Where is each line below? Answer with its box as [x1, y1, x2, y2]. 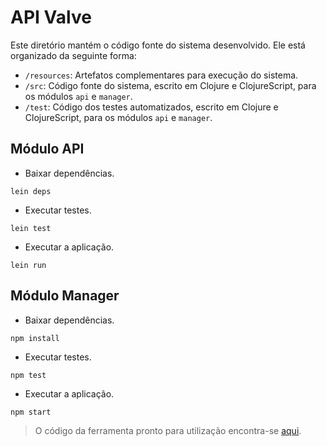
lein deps [10, 186, 52, 196]
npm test [10, 370, 47, 380]
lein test [10, 223, 52, 233]
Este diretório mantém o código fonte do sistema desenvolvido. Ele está [10, 39, 306, 51]
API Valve [10, 6, 92, 29]
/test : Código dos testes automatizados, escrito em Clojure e [24, 101, 279, 113]
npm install [10, 333, 60, 343]
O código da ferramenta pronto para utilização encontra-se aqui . [34, 424, 302, 436]
